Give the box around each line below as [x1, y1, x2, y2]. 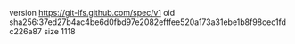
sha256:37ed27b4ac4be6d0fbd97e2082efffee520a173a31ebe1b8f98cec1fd [9, 17, 287, 27]
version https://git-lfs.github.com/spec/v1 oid [9, 8, 176, 18]
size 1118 [44, 26, 76, 36]
